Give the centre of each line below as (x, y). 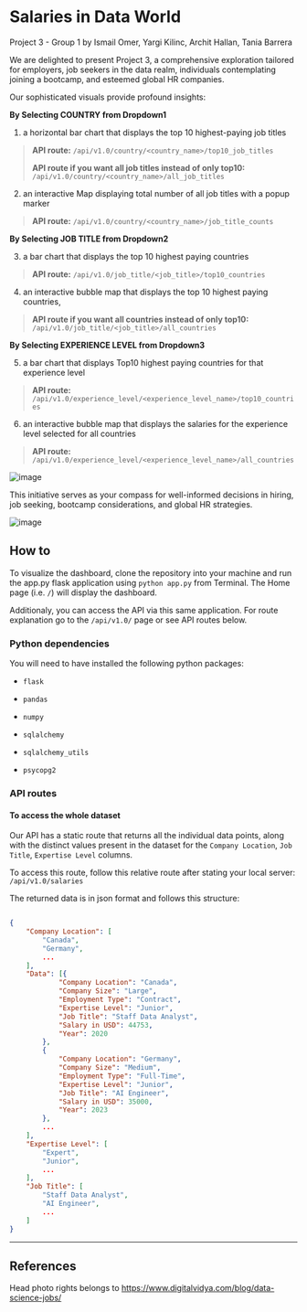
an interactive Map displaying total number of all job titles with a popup (156, 193)
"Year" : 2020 (83, 1034)
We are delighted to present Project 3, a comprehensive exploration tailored (152, 59)
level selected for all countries (79, 433)
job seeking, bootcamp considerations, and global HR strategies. (131, 504)
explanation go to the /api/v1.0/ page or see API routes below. (128, 620)
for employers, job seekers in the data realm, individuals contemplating (143, 69)
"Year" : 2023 (83, 1110)
